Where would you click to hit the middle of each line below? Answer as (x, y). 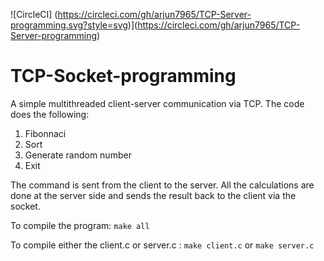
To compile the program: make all (80, 225)
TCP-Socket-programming (123, 76)
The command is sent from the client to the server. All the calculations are (162, 185)
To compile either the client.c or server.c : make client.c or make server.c (162, 245)
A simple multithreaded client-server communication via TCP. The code (157, 103)
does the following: (50, 114)
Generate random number (78, 155)
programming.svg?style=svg (69, 25)
